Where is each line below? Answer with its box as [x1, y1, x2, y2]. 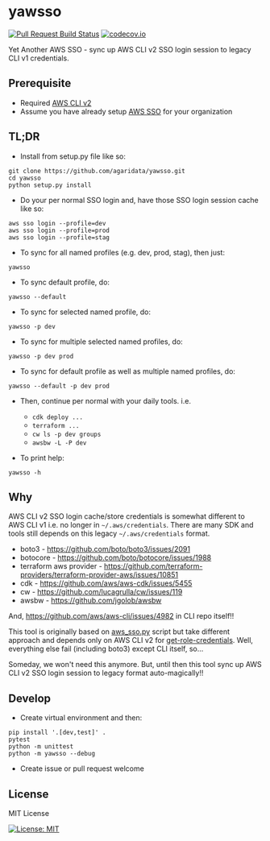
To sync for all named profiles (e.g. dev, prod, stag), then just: [19, 247, 226, 257]
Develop [8, 691, 51, 705]
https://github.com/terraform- [103, 561, 203, 571]
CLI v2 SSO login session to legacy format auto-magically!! [8, 668, 204, 678]
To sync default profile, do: [19, 277, 110, 287]
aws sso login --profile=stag [8, 233, 110, 242]
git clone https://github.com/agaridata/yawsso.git [8, 167, 185, 175]
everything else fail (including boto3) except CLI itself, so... [8, 644, 204, 654]
